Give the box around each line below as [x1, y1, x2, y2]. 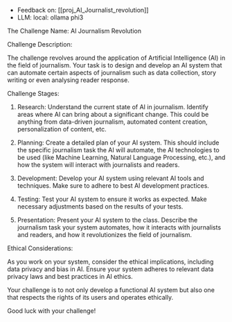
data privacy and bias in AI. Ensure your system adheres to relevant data [7, 265, 214, 273]
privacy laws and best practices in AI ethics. [7, 273, 133, 280]
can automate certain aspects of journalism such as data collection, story [7, 69, 217, 77]
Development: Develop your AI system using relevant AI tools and [17, 174, 204, 182]
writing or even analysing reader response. [7, 76, 130, 84]
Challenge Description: [7, 40, 73, 48]
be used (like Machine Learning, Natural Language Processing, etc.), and [17, 153, 226, 161]
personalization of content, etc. [17, 125, 107, 133]
